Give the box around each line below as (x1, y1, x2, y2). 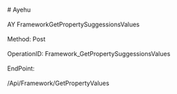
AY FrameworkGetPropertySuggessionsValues (7, 20, 140, 28)
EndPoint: (7, 64, 35, 73)
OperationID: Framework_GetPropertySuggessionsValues (7, 50, 171, 57)
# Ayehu (7, 6, 31, 14)
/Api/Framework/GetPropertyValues (7, 79, 110, 87)
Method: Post (7, 35, 46, 43)
